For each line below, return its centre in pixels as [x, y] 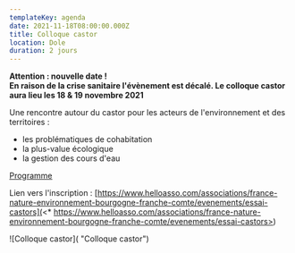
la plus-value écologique [67, 149]
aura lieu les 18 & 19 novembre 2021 [76, 96]
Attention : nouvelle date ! [58, 76]
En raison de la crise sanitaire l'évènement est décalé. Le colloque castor [147, 86]
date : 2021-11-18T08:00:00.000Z [69, 26]
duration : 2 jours [43, 51]
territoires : [29, 122]
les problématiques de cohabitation [87, 139]
